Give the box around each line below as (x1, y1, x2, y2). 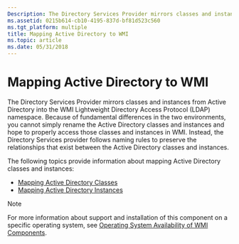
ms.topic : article (7, 37, 62, 44)
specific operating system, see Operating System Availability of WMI (7, 221, 208, 229)
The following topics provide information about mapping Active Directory (7, 157, 221, 165)
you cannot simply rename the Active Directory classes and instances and (7, 120, 225, 129)
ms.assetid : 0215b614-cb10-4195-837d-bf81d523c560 (7, 17, 161, 24)
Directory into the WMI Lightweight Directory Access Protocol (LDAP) (7, 105, 211, 114)
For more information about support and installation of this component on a (7, 213, 228, 221)
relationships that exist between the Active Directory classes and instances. (7, 143, 230, 152)
